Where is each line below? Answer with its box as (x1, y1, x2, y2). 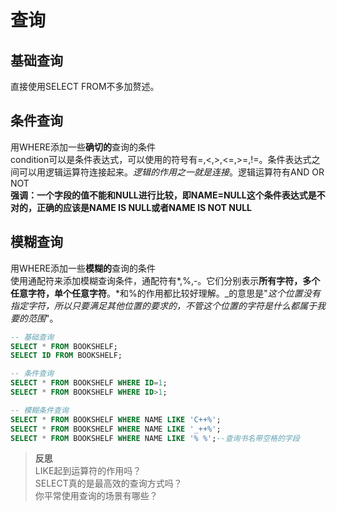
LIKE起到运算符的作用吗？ (34, 465, 142, 477)
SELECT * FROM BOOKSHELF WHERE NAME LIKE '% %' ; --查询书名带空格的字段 (10, 433, 300, 443)
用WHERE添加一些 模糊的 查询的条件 (10, 262, 157, 274)
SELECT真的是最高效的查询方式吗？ (34, 477, 183, 490)
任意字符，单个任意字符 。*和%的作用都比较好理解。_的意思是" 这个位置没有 (10, 287, 321, 299)
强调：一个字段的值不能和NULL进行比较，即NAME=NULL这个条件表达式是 (10, 189, 317, 201)
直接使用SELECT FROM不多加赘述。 (10, 81, 160, 92)
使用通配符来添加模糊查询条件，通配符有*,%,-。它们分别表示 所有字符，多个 (10, 274, 321, 286)
